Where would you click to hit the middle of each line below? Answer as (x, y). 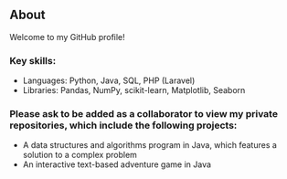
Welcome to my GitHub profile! (67, 37)
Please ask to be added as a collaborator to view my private (144, 114)
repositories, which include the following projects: (123, 125)
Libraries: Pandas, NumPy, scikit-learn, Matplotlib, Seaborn (134, 90)
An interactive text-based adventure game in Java (117, 164)
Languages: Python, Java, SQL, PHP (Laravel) (109, 80)
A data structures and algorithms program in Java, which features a (149, 145)
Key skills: (33, 60)
